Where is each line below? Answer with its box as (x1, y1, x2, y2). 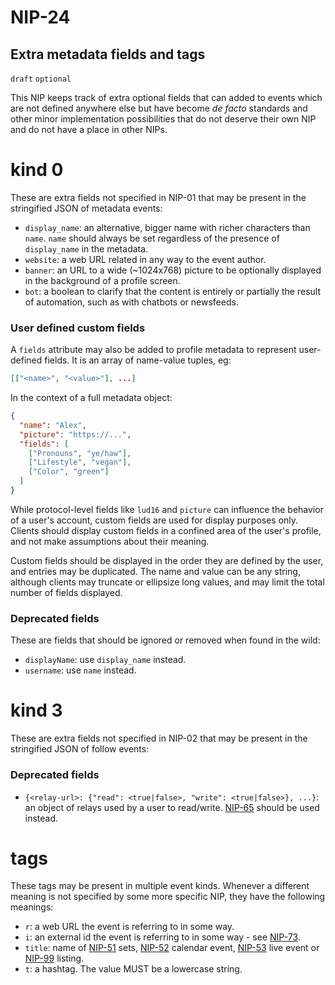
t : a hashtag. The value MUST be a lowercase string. (24, 963, 243, 975)
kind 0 (10, 159, 64, 181)
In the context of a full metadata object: (10, 392, 173, 404)
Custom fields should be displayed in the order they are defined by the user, (10, 554, 324, 566)
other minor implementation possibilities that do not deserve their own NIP (10, 113, 317, 125)
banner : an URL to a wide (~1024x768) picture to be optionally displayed (24, 264, 322, 276)
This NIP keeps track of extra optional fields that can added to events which (10, 92, 323, 103)
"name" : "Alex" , (19, 420, 87, 430)
